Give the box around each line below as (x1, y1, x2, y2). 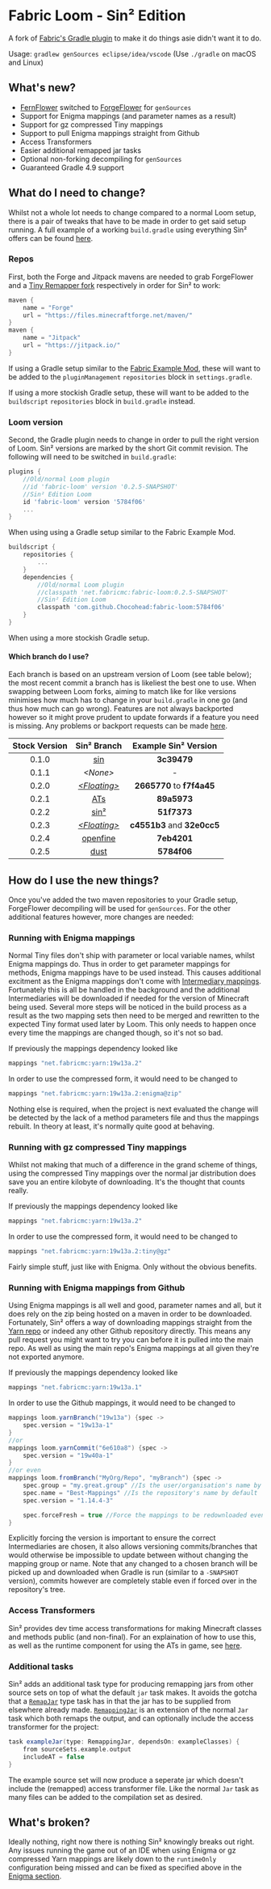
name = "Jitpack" (23, 334, 81, 342)
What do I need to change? (8, 186, 146, 200)
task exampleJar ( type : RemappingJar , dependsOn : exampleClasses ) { (8, 1738, 240, 1746)
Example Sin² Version (132, 740, 218, 752)
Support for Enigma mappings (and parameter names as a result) (19, 111, 236, 121)
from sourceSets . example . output (23, 1745, 131, 1753)
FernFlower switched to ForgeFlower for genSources (19, 102, 192, 112)
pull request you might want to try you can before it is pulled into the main (8, 1335, 254, 1345)
